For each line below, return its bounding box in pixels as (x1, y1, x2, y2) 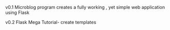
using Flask (5, 9, 30, 15)
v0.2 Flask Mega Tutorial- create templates (5, 19, 97, 25)
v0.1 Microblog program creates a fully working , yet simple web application (5, 4, 165, 10)
